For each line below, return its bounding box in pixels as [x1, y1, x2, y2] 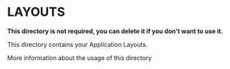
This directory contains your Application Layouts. [7, 40, 148, 48]
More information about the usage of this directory [7, 53, 152, 62]
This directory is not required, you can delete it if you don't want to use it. [7, 27, 224, 35]
